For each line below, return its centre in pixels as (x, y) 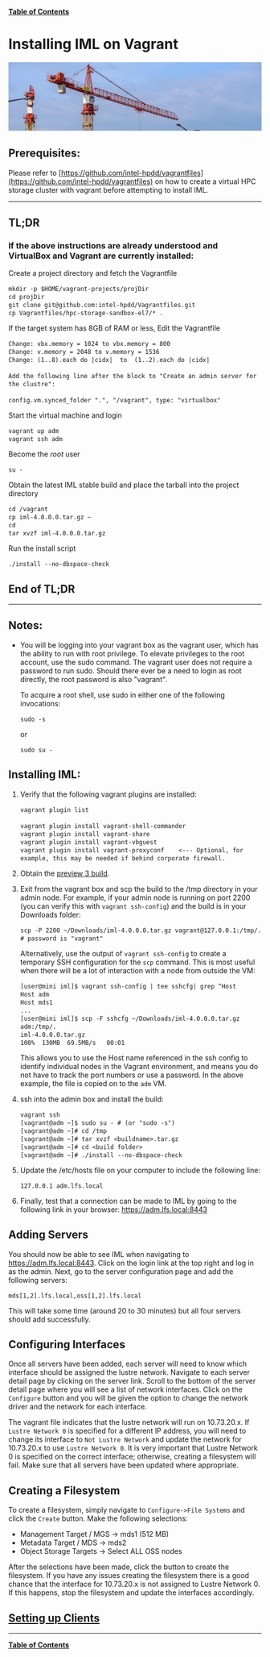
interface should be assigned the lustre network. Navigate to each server (129, 1372)
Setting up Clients (54, 1618)
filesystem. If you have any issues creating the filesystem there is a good (129, 1576)
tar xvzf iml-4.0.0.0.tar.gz (57, 534)
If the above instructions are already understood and (113, 245)
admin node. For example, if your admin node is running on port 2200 (135, 897)
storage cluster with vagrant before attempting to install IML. (108, 189)
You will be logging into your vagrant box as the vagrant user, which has (139, 645)
